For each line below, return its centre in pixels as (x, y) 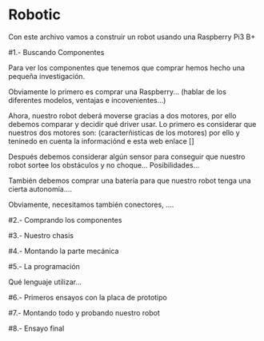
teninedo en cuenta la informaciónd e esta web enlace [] (101, 141)
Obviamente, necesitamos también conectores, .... (91, 204)
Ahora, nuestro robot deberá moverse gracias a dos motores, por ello (122, 115)
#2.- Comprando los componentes (65, 220)
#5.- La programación (44, 266)
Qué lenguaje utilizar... (45, 282)
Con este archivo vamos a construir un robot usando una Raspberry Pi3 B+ (132, 37)
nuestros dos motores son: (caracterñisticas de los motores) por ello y (124, 133)
